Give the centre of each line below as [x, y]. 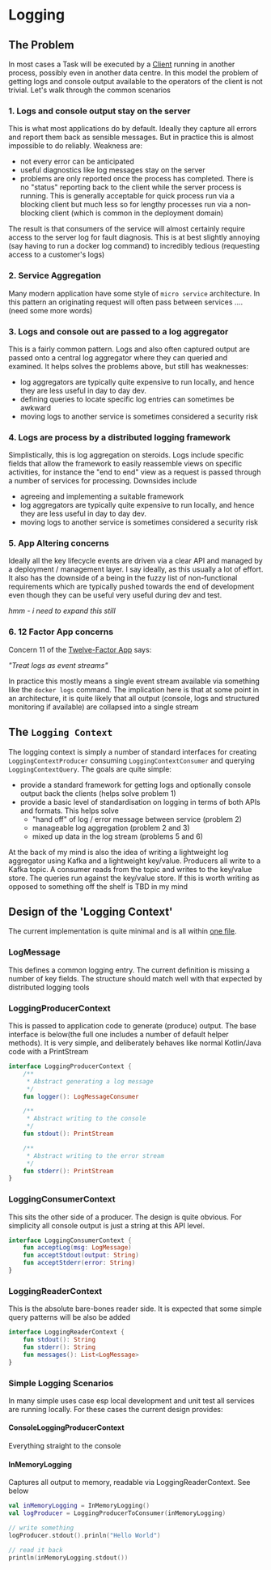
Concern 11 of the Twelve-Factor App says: [80, 649]
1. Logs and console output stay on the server [100, 111]
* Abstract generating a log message [90, 1081]
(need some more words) [51, 310]
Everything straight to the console [65, 1446]
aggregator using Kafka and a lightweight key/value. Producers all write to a [135, 861]
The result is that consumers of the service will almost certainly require [127, 229]
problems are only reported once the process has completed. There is [137, 179]
